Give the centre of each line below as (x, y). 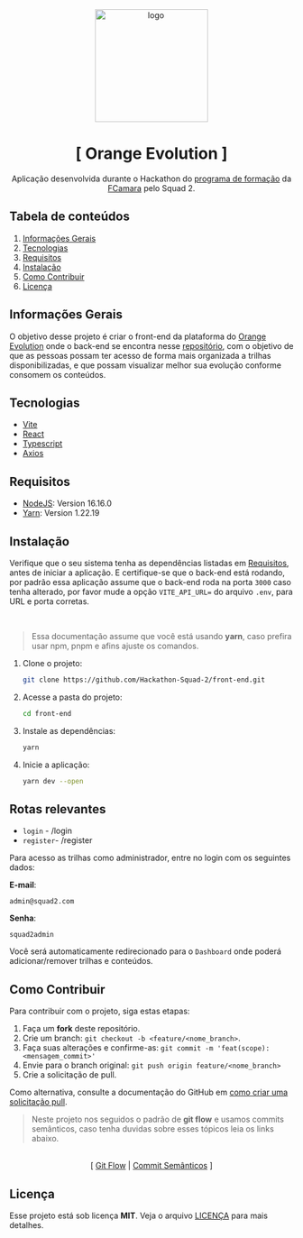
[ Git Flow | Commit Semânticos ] (151, 1166)
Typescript (42, 444)
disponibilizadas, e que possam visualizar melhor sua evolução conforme (146, 365)
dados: (22, 867)
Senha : (23, 918)
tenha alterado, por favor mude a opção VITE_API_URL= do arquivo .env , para (151, 591)
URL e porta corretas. (50, 601)
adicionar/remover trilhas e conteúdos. (81, 961)
